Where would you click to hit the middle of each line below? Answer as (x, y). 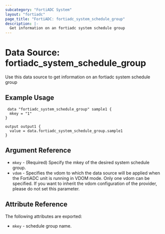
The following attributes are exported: (44, 216)
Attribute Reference (36, 205)
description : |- (22, 24)
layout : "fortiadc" (25, 14)
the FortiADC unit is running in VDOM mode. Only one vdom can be (81, 178)
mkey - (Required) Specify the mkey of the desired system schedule (81, 162)
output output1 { (23, 126)
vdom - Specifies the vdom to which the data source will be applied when (86, 173)
